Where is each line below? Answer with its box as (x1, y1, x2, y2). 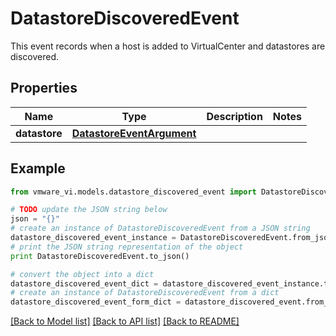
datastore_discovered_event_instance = (10, 233, 177, 243)
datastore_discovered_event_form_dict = (10, 297, 182, 307)
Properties (10, 80, 78, 97)
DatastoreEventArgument (71, 126, 197, 140)
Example (10, 160, 66, 177)
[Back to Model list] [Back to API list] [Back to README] (10, 315, 240, 327)
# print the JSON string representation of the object (10, 242, 244, 252)
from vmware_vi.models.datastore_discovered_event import (10, 187, 257, 197)
